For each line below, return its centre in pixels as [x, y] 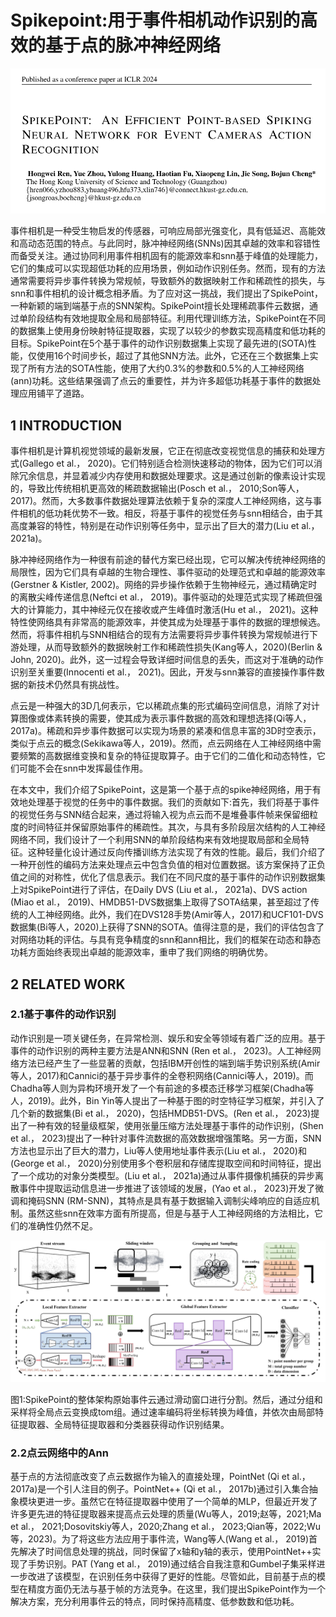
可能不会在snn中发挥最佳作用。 [83, 768]
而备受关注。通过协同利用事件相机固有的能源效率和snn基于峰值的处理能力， [166, 256]
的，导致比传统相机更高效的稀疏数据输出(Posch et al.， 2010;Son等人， [157, 488]
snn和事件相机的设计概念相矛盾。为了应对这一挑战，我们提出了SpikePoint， [166, 293]
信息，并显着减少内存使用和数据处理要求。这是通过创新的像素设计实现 [181, 476]
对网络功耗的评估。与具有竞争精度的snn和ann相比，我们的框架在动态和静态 [166, 940]
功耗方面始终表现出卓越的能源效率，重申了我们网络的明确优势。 [141, 952]
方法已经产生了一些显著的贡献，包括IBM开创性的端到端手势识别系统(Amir [169, 1063]
